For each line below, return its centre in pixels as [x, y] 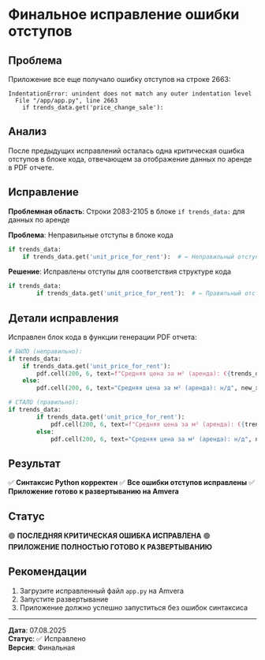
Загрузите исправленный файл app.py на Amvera [101, 591]
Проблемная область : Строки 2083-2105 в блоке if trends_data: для [127, 211]
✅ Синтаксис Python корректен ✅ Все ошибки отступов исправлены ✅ [131, 483]
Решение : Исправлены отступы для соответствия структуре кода [119, 272]
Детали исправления [63, 318]
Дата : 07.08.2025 [37, 630]
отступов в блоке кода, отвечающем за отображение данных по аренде [130, 158]
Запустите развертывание [64, 599]
